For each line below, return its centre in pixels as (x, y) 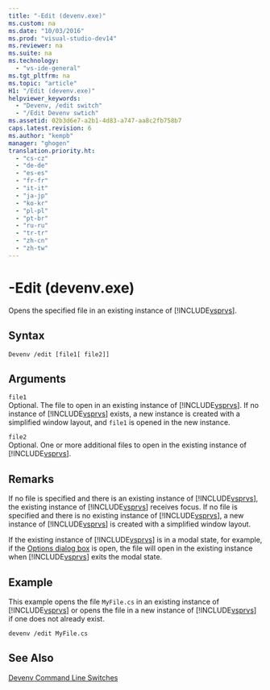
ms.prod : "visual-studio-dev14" (62, 38)
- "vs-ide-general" (48, 69)
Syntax (27, 336)
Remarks (31, 479)
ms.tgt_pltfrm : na (39, 76)
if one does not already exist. (56, 618)
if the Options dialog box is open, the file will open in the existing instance (131, 548)
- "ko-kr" (32, 203)
